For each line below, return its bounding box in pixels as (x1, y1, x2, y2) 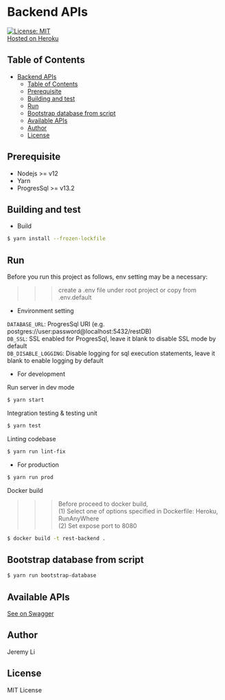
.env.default (58, 293, 92, 301)
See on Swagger (7, 609, 54, 617)
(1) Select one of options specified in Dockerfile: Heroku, (58, 507, 218, 515)
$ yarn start (7, 396, 45, 403)
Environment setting (16, 307, 74, 315)
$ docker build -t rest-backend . (7, 535, 106, 542)
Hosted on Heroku (7, 34, 59, 42)
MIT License (7, 686, 43, 694)
